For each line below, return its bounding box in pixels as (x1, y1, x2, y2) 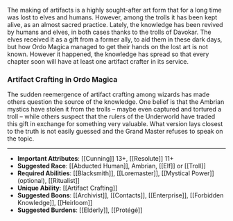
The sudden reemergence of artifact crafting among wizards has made (7, 90, 210, 99)
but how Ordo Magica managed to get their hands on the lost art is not (7, 43, 208, 51)
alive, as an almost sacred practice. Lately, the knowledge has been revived (7, 21, 223, 28)
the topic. (7, 134, 35, 143)
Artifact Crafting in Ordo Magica (7, 74, 118, 84)
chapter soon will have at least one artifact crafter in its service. (7, 58, 189, 65)
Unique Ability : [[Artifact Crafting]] (17, 184, 118, 193)
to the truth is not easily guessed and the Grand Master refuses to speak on (7, 127, 223, 136)
